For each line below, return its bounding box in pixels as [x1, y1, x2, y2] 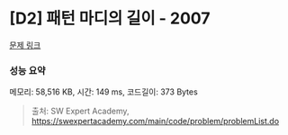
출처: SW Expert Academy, [31, 105, 130, 117]
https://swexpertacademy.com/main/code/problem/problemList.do [31, 116, 280, 127]
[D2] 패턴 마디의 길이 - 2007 [9, 8, 211, 29]
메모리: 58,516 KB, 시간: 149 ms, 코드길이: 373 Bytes [9, 86, 198, 97]
